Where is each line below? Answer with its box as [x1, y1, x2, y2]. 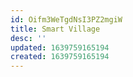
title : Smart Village [10, 24, 101, 34]
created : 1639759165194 [10, 52, 110, 62]
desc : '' [10, 33, 47, 43]
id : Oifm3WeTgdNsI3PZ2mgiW [10, 14, 123, 25]
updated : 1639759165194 [10, 42, 110, 53]
